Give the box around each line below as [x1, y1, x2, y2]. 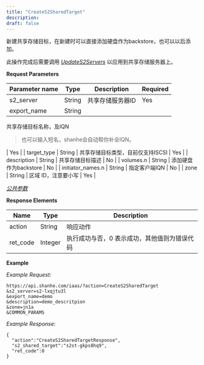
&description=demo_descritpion [6, 299, 86, 305]
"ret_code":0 [12, 348, 45, 354]
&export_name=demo [6, 294, 53, 300]
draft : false [6, 20, 39, 26]
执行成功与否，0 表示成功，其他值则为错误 [66, 234, 188, 243]
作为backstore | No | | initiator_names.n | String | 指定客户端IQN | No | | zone [6, 164, 197, 171]
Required [141, 85, 169, 93]
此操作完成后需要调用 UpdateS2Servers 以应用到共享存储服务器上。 [6, 58, 176, 66]
